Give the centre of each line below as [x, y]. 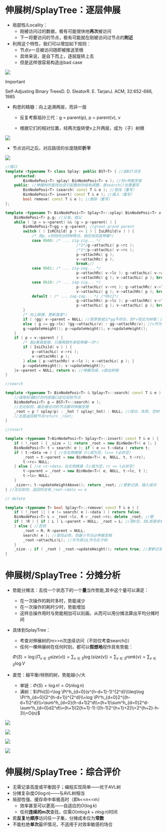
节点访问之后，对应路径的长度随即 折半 [51, 148]
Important [15, 81]
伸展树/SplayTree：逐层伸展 [63, 10]
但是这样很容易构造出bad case [51, 62]
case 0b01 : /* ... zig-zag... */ [66, 269]
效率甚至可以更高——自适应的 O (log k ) [58, 806]
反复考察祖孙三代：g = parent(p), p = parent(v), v [70, 117]
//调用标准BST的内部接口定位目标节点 [47, 398]
